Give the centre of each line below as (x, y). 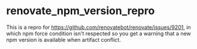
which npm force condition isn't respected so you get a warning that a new (99, 33)
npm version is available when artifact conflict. (64, 40)
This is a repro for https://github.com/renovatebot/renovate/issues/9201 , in (99, 27)
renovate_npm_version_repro (81, 11)
